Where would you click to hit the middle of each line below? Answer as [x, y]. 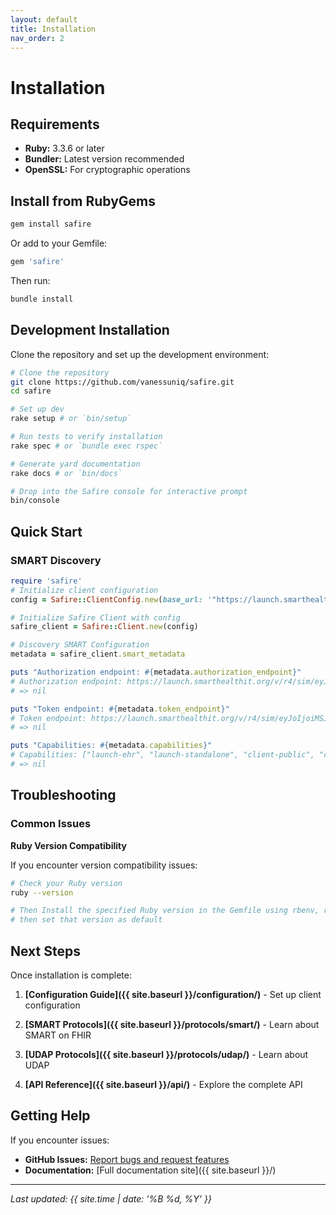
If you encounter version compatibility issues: [104, 865]
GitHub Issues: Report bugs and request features [127, 1159]
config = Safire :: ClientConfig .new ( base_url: [106, 599]
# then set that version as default [86, 920]
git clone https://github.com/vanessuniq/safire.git [122, 382]
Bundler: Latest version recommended [104, 159]
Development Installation [90, 330]
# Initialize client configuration [84, 590]
